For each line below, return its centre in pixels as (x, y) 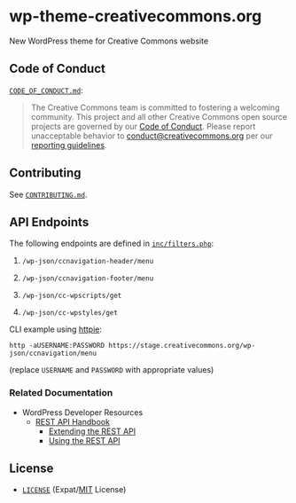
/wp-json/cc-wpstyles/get (70, 313)
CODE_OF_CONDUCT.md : (46, 90)
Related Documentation (61, 393)
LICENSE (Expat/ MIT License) (74, 490)
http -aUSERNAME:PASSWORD (57, 346)
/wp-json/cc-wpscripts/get (72, 296)
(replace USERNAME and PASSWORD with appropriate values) (112, 370)
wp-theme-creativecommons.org (136, 16)
